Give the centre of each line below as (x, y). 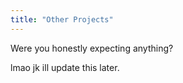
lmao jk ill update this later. (65, 67)
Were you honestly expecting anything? (92, 48)
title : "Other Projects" (62, 19)
